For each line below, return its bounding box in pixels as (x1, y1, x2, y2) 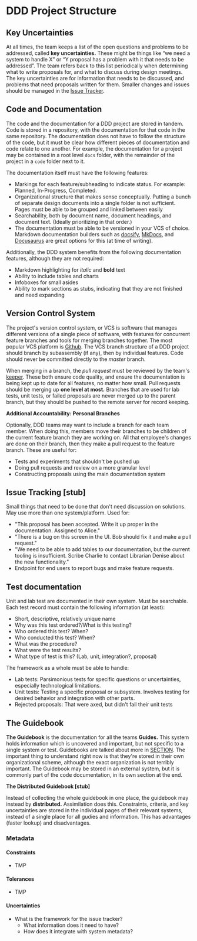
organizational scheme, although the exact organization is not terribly (6, 759, 175, 766)
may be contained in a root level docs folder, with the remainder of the (6, 151, 175, 158)
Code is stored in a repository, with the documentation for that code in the (6, 126, 185, 134)
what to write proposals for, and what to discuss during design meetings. (6, 69, 183, 75)
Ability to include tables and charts (14, 272, 99, 279)
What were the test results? (14, 647, 81, 654)
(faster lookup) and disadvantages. (6, 819, 91, 826)
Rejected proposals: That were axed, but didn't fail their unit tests (14, 701, 173, 708)
